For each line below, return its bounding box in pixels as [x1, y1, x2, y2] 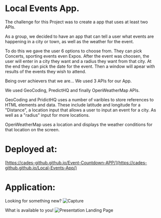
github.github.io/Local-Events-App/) [5, 165, 77, 171]
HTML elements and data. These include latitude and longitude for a [5, 102, 141, 108]
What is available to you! [5, 207, 54, 213]
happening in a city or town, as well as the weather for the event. [5, 38, 134, 44]
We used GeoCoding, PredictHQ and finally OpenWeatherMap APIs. [5, 87, 140, 93]
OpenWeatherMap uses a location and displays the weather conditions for [5, 122, 153, 127]
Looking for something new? [5, 198, 62, 203]
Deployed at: [5, 144, 57, 155]
